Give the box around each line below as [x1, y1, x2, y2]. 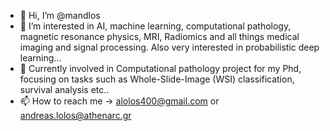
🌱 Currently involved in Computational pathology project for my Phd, [19, 63, 302, 74]
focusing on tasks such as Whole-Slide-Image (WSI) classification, [19, 73, 295, 85]
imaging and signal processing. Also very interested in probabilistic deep [19, 41, 320, 53]
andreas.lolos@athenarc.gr [19, 110, 132, 121]
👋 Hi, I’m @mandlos [19, 10, 101, 21]
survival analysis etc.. [19, 84, 110, 95]
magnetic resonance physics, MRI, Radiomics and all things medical [19, 31, 300, 42]
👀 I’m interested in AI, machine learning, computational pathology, [19, 20, 292, 32]
